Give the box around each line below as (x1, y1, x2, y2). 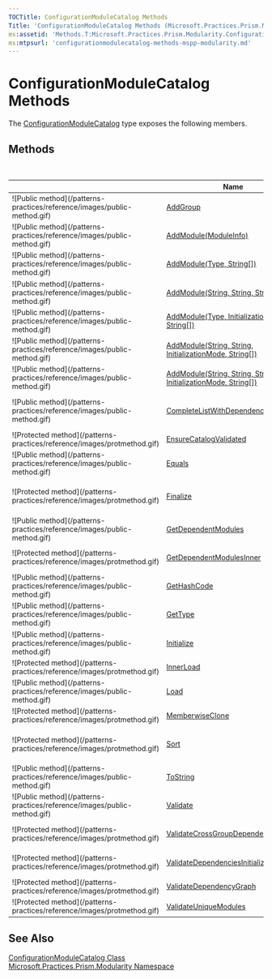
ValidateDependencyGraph (166, 882, 257, 891)
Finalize (166, 491, 193, 501)
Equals (166, 459, 189, 468)
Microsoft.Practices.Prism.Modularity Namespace (8, 961, 175, 972)
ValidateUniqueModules (166, 901, 246, 911)
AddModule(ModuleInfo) (166, 231, 249, 240)
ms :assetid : (8, 30, 49, 38)
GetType (166, 609, 195, 619)
